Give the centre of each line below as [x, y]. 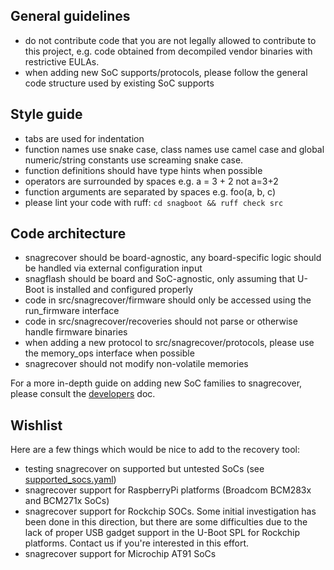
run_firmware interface [72, 311]
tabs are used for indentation [84, 138]
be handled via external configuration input [113, 268]
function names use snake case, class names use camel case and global [174, 149]
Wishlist [36, 425]
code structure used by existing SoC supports [119, 83]
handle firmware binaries [76, 332]
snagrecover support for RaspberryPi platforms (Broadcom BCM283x [168, 490]
